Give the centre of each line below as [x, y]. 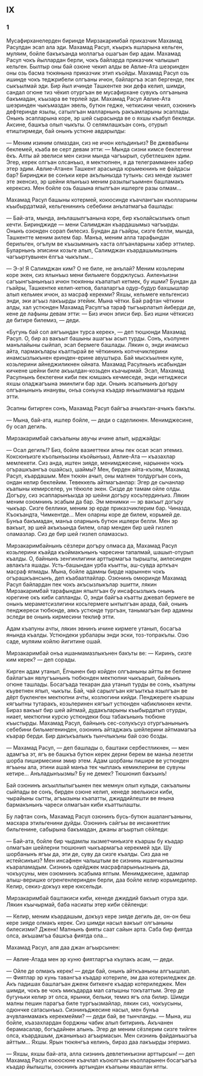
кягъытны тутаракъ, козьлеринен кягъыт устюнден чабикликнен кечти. [99, 704]
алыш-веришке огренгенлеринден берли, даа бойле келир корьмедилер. [102, 880]
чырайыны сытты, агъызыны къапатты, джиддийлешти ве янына [90, 798]
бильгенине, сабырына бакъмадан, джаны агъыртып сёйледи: [88, 829]
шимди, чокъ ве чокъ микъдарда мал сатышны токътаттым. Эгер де [95, 990]
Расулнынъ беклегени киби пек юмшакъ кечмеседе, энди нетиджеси [97, 377]
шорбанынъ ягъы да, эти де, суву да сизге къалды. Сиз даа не [87, 854]
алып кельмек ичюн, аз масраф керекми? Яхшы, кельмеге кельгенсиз [98, 294]
